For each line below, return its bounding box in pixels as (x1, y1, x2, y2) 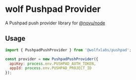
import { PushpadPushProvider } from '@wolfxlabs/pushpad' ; (5, 47, 132, 53)
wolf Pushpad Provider (5, 3, 101, 15)
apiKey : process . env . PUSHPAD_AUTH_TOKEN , (9, 61, 96, 66)
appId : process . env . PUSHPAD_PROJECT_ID (9, 66, 92, 71)
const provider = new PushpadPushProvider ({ (5, 56, 98, 62)
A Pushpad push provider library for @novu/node (5, 20, 105, 26)
